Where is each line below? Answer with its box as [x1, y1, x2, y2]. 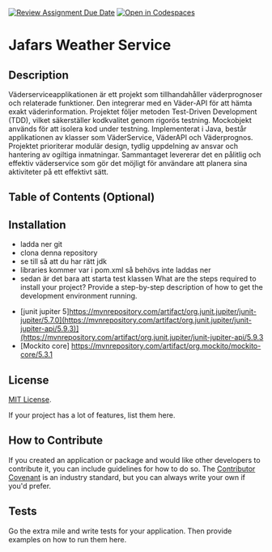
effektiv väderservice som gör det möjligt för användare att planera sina [8, 159, 248, 168]
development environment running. [19, 291, 138, 301]
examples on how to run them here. [8, 534, 127, 544]
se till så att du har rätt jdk [19, 257, 108, 266]
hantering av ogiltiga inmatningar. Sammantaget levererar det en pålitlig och [8, 150, 261, 159]
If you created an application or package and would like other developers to [8, 455, 261, 465]
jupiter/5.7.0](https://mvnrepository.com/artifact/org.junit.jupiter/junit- [19, 316, 253, 325]
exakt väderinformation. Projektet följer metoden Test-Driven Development [8, 107, 257, 117]
